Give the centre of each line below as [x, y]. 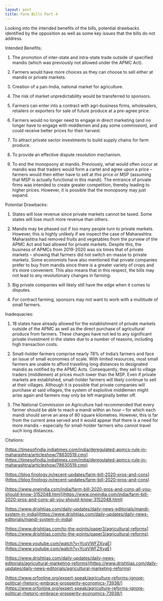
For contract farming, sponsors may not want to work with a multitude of [85, 299]
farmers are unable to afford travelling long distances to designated [80, 364]
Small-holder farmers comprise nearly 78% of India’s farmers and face [83, 354]
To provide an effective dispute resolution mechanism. [67, 155]
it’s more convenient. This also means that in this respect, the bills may [83, 270]
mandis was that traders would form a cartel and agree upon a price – [82, 169]
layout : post [18, 10]
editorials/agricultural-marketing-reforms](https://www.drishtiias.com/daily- [81, 563]
